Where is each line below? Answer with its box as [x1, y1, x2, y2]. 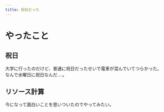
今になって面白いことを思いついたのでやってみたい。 [5, 102, 114, 108]
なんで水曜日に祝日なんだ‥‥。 [5, 71, 67, 77]
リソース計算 [5, 88, 44, 96]
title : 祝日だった [5, 7, 40, 12]
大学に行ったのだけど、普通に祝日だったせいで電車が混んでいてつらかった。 [5, 65, 162, 71]
